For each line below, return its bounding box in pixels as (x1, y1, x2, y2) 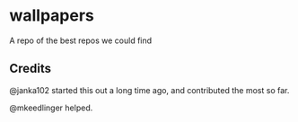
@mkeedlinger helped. (9, 102, 93, 113)
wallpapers (9, 5, 94, 26)
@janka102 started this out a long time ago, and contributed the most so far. (9, 84, 290, 95)
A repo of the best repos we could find (9, 35, 153, 46)
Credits (9, 61, 52, 76)
